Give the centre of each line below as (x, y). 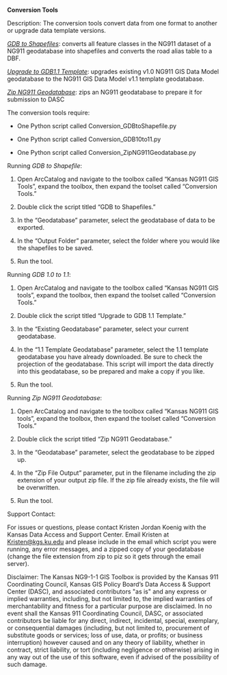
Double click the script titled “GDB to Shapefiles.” (86, 207)
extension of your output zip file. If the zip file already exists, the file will (118, 480)
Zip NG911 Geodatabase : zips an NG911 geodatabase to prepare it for (105, 92)
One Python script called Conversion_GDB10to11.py (89, 139)
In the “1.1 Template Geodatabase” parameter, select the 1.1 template (112, 349)
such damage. (27, 664)
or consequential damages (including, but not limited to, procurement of (108, 628)
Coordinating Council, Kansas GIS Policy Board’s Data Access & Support (109, 584)
